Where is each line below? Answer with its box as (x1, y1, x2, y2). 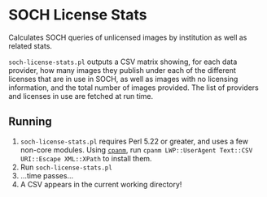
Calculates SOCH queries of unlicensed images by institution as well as (8, 32, 247, 42)
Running (8, 115, 53, 129)
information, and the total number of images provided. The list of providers (8, 83, 259, 92)
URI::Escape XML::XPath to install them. (20, 153, 152, 163)
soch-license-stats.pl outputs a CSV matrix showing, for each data (8, 57, 238, 66)
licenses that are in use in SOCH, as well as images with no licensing (8, 74, 239, 84)
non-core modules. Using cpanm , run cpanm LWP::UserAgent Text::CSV (20, 144, 253, 155)
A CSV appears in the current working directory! (20, 179, 182, 189)
